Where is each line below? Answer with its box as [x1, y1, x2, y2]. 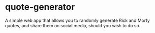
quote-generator [5, 1, 75, 13]
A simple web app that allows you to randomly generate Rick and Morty [5, 17, 150, 23]
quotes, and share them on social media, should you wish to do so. [5, 22, 141, 28]
